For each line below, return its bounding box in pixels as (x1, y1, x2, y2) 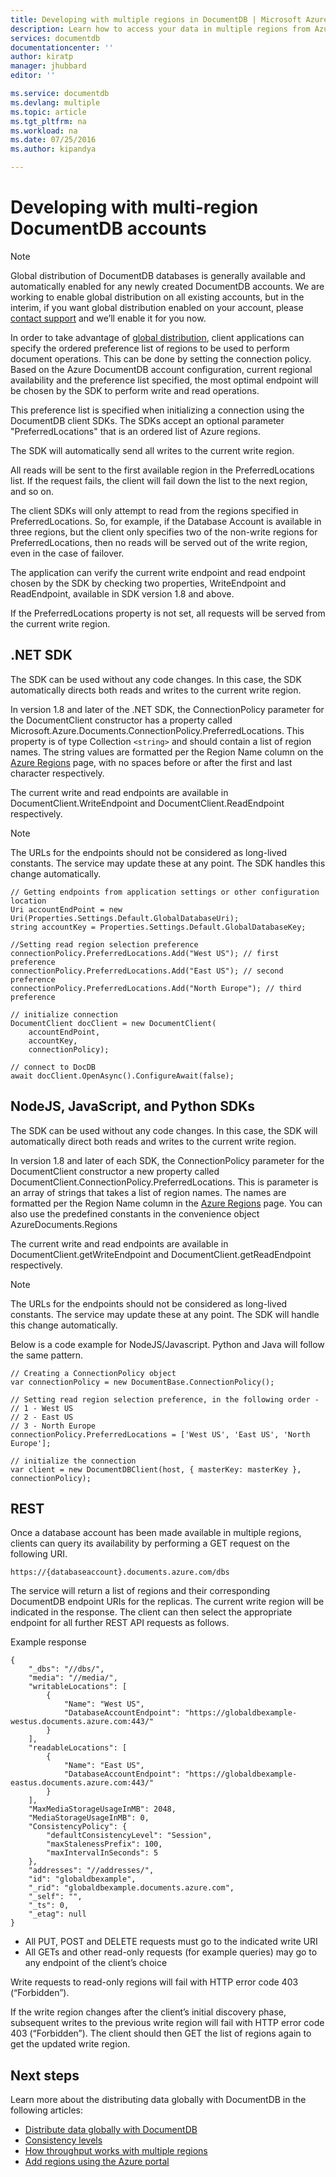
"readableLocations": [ (28, 1743, 128, 1753)
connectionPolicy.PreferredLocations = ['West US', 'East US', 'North (10, 1429, 311, 1440)
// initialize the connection (10, 1456, 137, 1466)
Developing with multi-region (10, 196, 259, 219)
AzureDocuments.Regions (10, 1218, 118, 1230)
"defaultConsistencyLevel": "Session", (46, 1831, 213, 1841)
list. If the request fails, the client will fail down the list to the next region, (10, 474, 308, 486)
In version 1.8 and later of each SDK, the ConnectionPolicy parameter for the (10, 1154, 325, 1166)
